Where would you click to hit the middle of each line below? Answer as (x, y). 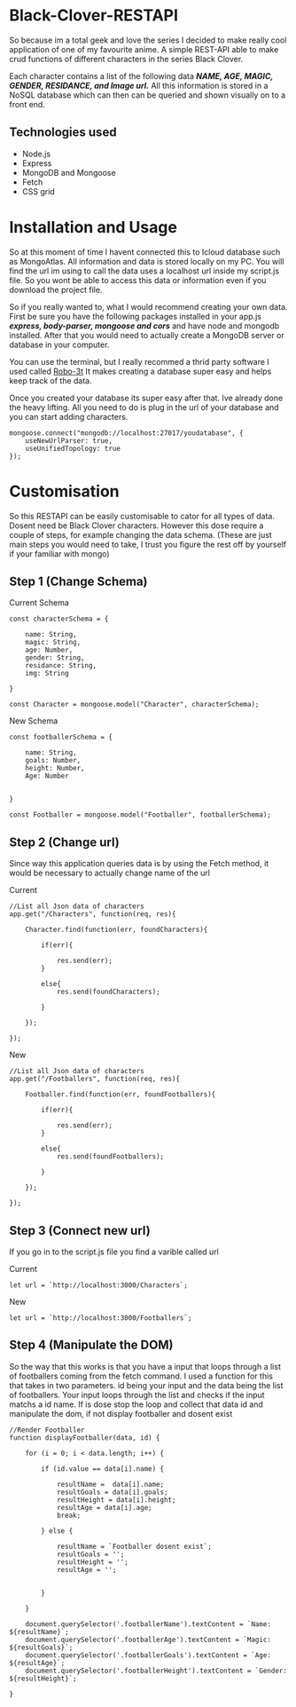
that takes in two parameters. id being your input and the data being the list (146, 1385)
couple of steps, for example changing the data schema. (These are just (140, 534)
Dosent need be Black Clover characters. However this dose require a (136, 526)
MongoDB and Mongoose (69, 172)
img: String (47, 674)
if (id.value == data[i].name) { (103, 1469)
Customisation (64, 491)
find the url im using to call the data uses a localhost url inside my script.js (144, 271)
